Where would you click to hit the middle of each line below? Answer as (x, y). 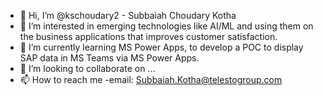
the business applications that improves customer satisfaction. (148, 36)
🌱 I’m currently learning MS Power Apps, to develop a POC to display (161, 47)
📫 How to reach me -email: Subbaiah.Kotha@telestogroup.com (151, 79)
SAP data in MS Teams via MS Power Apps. (109, 58)
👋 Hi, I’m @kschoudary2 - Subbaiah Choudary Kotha (128, 15)
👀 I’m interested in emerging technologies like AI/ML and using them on (166, 26)
